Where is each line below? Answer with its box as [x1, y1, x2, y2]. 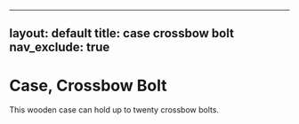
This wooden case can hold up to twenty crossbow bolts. [9, 105, 220, 115]
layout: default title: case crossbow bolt [9, 26, 234, 41]
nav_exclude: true [9, 40, 110, 55]
